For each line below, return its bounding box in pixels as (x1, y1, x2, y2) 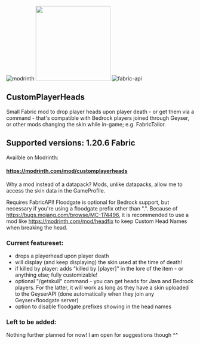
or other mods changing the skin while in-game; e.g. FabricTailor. (6, 120, 166, 128)
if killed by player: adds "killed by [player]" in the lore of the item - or (14, 265, 184, 272)
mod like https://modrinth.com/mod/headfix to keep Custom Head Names (6, 218, 187, 225)
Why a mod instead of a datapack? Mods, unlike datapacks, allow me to (6, 181, 183, 188)
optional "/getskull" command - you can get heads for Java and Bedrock (14, 278, 194, 285)
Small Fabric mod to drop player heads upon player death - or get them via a (6, 108, 195, 115)
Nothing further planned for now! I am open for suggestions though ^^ (6, 331, 178, 339)
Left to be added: (6, 318, 57, 326)
